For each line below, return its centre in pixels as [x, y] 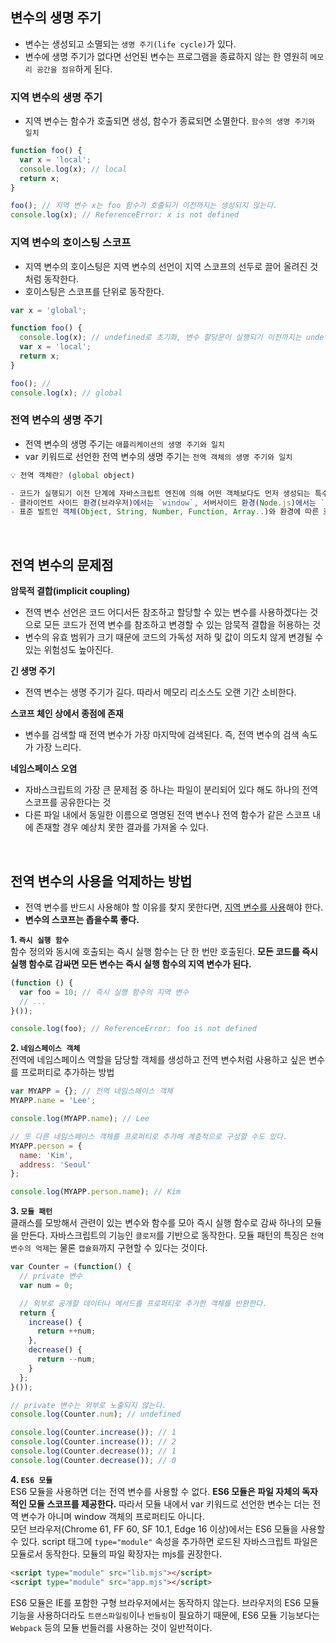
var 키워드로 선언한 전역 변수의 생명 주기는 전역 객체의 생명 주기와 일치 [158, 456]
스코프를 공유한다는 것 [68, 802]
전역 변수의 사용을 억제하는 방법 [101, 881]
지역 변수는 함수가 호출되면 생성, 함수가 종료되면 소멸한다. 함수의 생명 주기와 [170, 121]
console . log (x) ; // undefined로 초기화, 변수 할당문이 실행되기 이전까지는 [160, 338]
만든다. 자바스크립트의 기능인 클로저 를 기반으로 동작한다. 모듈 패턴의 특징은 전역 [172, 1235]
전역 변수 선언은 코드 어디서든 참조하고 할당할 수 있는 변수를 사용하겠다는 [166, 612]
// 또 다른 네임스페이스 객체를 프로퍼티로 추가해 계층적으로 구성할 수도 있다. [149, 1136]
